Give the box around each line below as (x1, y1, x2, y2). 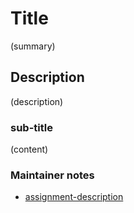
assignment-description (24, 191, 124, 203)
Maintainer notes (10, 168, 95, 182)
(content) (10, 143, 49, 156)
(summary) (10, 40, 56, 52)
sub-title (10, 120, 53, 134)
